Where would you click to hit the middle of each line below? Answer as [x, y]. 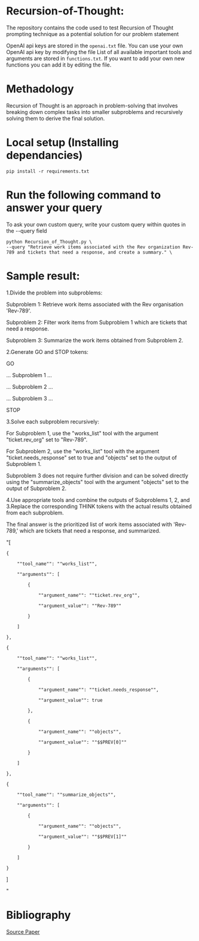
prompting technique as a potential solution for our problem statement [93, 34]
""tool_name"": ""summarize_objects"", [67, 795]
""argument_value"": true [70, 700]
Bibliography [39, 915]
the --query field [27, 231]
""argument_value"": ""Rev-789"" [79, 606]
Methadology [40, 89]
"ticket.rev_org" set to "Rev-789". [47, 440]
